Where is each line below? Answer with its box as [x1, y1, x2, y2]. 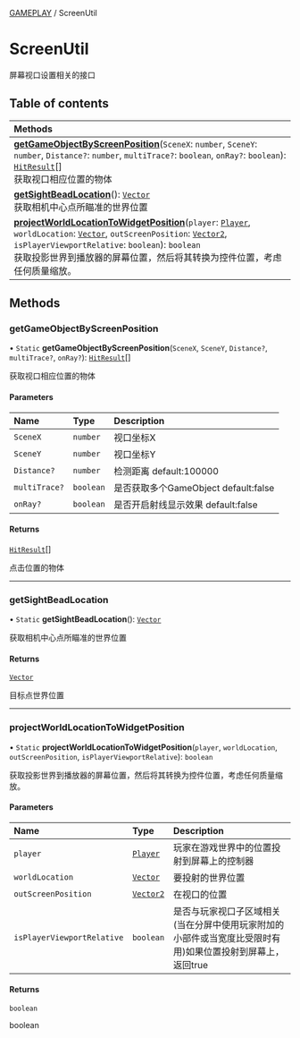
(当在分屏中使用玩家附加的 [172, 918, 284, 931]
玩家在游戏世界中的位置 [172, 841, 272, 854]
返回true [172, 958, 208, 971]
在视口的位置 [172, 888, 228, 900]
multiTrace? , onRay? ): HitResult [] [9, 353, 131, 363]
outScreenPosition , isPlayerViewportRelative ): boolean [9, 751, 213, 761]
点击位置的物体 [9, 562, 64, 573]
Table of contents [9, 96, 109, 111]
